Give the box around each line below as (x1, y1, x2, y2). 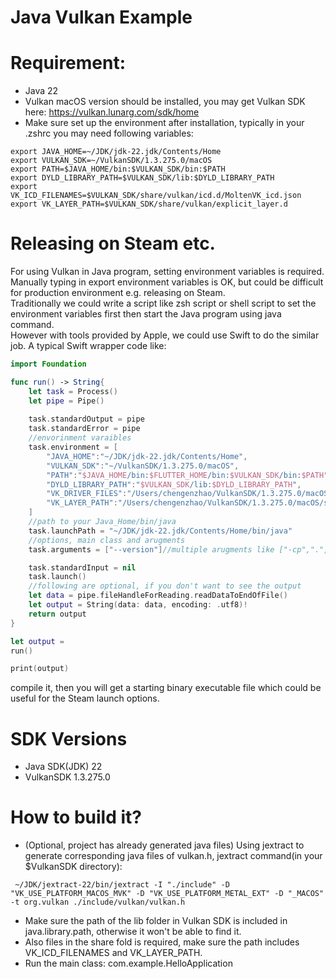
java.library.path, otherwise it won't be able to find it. (24, 926, 242, 938)
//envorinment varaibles (28, 433, 132, 443)
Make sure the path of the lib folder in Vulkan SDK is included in (24, 915, 288, 927)
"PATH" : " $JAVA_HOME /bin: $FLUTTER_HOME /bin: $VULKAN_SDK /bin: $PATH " (46, 470, 329, 480)
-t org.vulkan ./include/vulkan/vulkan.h (10, 897, 186, 908)
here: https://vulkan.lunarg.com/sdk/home (24, 106, 200, 118)
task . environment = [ (28, 442, 118, 453)
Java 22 (24, 85, 59, 97)
